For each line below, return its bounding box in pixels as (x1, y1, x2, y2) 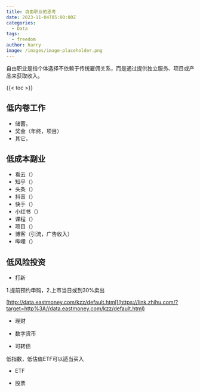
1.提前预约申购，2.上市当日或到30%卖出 (6, 287, 105, 294)
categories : (6, 20, 36, 26)
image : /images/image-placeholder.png (6, 48, 103, 54)
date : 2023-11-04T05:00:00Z (6, 14, 76, 20)
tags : (6, 31, 20, 37)
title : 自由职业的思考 (6, 8, 57, 15)
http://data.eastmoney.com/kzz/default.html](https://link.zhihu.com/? (8, 299, 179, 306)
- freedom (11, 36, 36, 42)
